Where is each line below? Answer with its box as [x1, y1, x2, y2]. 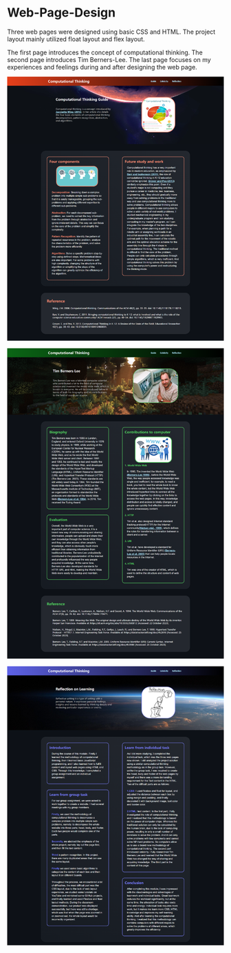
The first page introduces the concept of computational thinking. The [7, 48, 203, 56]
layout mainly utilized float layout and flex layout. [7, 34, 145, 43]
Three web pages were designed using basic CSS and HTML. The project [7, 28, 216, 36]
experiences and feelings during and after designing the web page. [7, 63, 197, 71]
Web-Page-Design [7, 5, 115, 21]
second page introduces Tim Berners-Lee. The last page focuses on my [7, 55, 211, 63]
